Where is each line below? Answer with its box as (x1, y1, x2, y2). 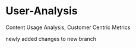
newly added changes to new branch (5, 35, 96, 42)
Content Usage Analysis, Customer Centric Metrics (5, 24, 131, 31)
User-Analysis (5, 4, 78, 18)
